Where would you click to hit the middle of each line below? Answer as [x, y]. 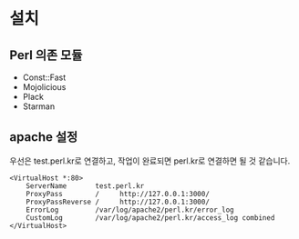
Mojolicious [44, 87]
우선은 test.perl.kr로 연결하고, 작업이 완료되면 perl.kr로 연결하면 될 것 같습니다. [150, 161]
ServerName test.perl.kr [85, 186]
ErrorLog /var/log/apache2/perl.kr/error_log [130, 210]
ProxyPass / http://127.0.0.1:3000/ [118, 194]
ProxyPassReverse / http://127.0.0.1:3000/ [118, 202]
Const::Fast [44, 77]
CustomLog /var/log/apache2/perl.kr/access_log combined [150, 218]
